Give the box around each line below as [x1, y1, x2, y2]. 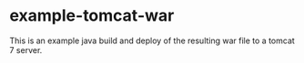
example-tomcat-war [9, 5, 175, 26]
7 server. [9, 44, 43, 55]
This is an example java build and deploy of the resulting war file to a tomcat [9, 35, 296, 46]
